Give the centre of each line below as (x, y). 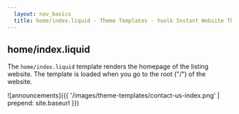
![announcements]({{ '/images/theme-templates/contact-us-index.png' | (113, 95)
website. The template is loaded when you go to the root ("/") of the (107, 74)
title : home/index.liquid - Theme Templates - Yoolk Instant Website (119, 21)
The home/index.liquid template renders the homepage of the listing (108, 67)
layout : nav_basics (43, 14)
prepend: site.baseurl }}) (43, 103)
